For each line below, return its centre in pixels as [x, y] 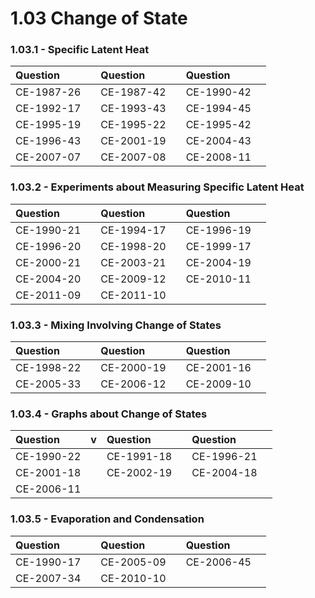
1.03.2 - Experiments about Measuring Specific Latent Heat [157, 187]
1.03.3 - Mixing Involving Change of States [116, 325]
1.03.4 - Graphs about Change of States [109, 414]
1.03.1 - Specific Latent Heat [80, 50]
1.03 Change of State [99, 18]
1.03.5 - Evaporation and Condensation [107, 519]
